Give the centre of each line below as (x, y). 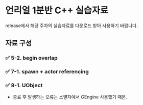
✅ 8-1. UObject (24, 86)
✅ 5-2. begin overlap (31, 58)
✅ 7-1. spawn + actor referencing (47, 72)
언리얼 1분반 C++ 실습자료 (57, 10)
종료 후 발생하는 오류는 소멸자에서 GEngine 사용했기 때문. (70, 97)
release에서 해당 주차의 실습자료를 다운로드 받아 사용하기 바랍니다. (71, 25)
